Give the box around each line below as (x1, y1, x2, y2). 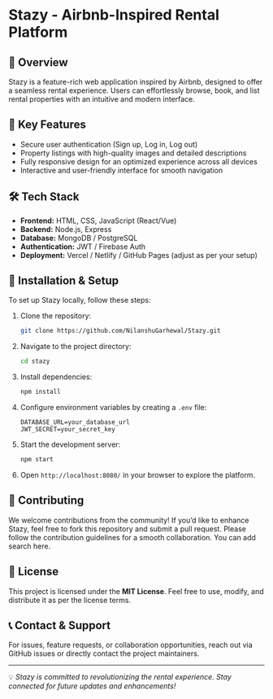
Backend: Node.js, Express (19, 224, 112, 234)
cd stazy (19, 357, 50, 365)
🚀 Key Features (8, 118, 87, 132)
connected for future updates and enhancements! (8, 681, 176, 691)
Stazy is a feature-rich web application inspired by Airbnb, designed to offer (8, 77, 263, 86)
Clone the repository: (19, 311, 92, 321)
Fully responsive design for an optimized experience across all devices (19, 156, 258, 166)
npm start (19, 456, 54, 464)
